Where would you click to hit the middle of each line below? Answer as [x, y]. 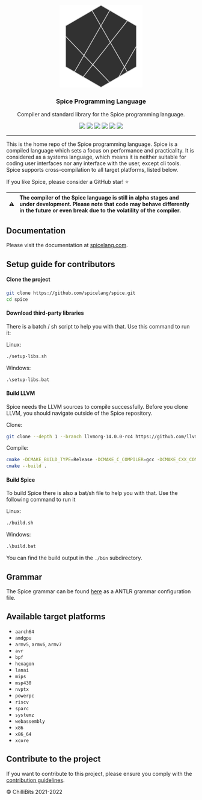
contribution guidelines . [35, 780]
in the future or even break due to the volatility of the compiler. [100, 210]
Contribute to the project [54, 759]
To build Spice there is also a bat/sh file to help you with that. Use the [92, 493]
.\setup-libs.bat [28, 380]
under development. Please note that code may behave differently [104, 204]
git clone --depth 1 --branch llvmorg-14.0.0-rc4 [70, 436]
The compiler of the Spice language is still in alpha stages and [99, 197]
